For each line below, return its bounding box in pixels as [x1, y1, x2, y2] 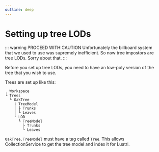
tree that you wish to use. [5, 70, 56, 76]
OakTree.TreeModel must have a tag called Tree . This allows [5, 136, 125, 142]
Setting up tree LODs [5, 28, 91, 39]
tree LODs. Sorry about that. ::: [5, 55, 67, 61]
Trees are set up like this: [5, 79, 56, 85]
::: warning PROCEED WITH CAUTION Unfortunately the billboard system [5, 45, 153, 51]
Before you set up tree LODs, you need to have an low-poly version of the [5, 64, 154, 70]
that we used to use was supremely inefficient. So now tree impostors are [5, 50, 154, 55]
